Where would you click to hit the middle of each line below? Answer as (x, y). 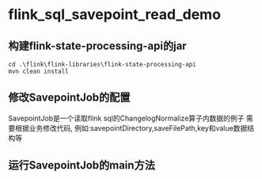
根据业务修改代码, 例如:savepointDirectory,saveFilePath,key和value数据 (131, 128)
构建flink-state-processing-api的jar (98, 46)
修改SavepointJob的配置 (69, 98)
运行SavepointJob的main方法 (82, 165)
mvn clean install (38, 71)
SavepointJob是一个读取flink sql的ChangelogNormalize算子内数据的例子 (126, 118)
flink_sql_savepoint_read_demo (115, 15)
